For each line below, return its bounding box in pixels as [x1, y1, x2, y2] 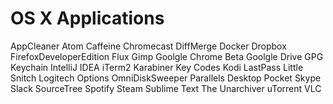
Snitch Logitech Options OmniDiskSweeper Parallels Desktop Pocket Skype [10, 72, 322, 84]
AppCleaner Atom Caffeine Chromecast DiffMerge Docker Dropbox [10, 40, 287, 52]
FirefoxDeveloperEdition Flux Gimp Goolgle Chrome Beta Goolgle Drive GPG [10, 50, 324, 62]
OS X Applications [10, 7, 165, 30]
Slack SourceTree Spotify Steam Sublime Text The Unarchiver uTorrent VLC [10, 82, 322, 94]
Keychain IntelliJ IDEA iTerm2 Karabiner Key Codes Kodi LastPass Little [10, 61, 304, 73]
